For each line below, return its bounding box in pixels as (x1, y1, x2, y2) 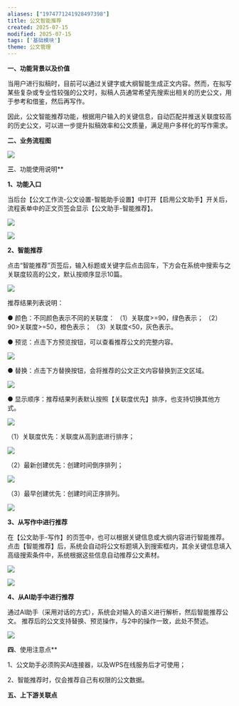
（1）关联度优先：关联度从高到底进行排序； (7, 432, 135, 441)
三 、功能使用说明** (7, 165, 64, 173)
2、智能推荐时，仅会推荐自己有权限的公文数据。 (7, 675, 149, 684)
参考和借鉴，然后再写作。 (13, 97, 89, 106)
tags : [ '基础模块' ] (7, 37, 61, 44)
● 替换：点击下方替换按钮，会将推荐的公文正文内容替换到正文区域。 (7, 367, 208, 374)
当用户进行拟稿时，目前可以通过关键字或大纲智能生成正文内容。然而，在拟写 (7, 79, 232, 88)
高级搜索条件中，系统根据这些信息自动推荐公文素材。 (7, 551, 164, 559)
